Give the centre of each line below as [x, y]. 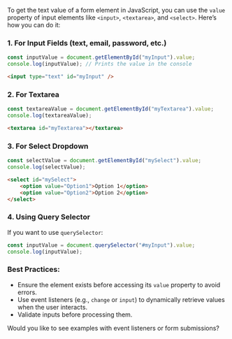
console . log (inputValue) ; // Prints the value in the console [100, 64]
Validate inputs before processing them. [75, 315]
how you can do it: [34, 25]
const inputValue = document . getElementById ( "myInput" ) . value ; [101, 58]
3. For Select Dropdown [48, 146]
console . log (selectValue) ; [46, 167]
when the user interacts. [52, 307]
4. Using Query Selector [49, 217]
